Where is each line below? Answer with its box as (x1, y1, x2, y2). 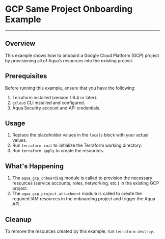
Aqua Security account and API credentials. (12, 105, 101, 111)
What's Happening (5, 162, 64, 170)
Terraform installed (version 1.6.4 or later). (12, 94, 98, 100)
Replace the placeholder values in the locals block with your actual (12, 132, 149, 138)
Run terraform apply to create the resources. (12, 148, 104, 154)
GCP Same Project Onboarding (5, 3, 133, 15)
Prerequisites (5, 72, 47, 80)
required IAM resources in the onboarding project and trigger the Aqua (12, 196, 156, 202)
